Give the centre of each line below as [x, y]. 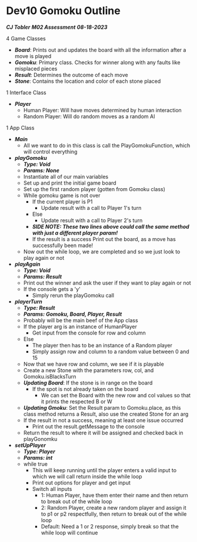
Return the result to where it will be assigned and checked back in [103, 433]
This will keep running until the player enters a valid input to [104, 470]
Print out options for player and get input [81, 483]
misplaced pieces [36, 68]
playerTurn [28, 302]
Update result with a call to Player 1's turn [91, 208]
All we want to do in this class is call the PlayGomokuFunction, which [107, 145]
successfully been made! [63, 245]
